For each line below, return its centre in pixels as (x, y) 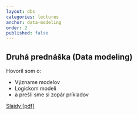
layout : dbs (21, 11)
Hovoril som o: (24, 71)
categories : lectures (33, 17)
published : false (27, 33)
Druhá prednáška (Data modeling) (70, 57)
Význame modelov (37, 82)
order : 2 (17, 28)
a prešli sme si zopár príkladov (52, 95)
